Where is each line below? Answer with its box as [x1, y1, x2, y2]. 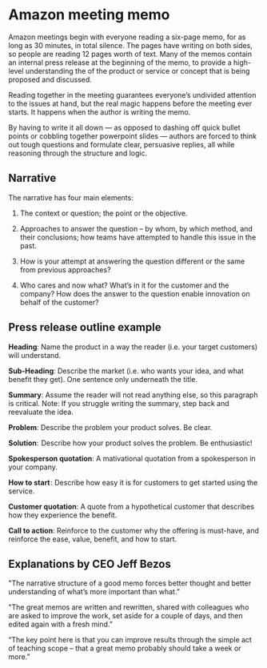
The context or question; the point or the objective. [19, 208, 188, 218]
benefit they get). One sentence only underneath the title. [8, 374, 198, 384]
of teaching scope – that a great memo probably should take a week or [8, 643, 241, 654]
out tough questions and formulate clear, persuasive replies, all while [8, 139, 235, 149]
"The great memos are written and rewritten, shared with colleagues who [8, 602, 249, 612]
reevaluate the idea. [8, 407, 74, 416]
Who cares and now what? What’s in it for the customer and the [19, 280, 229, 290]
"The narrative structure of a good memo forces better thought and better [8, 578, 252, 588]
